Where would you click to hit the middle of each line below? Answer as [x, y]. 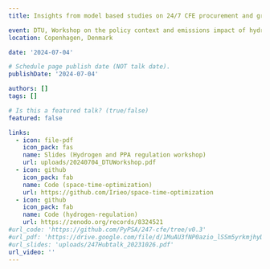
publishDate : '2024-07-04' [53, 74]
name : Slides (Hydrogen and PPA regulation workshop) [115, 155]
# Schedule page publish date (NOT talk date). [90, 67]
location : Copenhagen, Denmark [61, 38]
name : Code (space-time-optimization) [88, 185]
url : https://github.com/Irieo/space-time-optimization [119, 192]
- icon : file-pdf [45, 140]
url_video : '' [32, 252]
